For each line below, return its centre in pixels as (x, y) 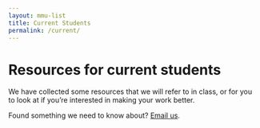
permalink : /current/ (44, 30)
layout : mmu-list (37, 16)
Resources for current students (115, 70)
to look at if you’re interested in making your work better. (102, 100)
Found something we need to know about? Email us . (94, 115)
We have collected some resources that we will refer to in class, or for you (130, 91)
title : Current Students (50, 23)
